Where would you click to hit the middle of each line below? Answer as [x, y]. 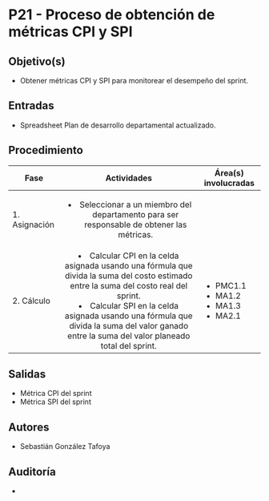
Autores [29, 427]
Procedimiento [46, 150]
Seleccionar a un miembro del [136, 204]
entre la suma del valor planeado [129, 336]
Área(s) [229, 172]
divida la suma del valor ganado [129, 325]
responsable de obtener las [135, 224]
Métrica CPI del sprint [56, 394]
